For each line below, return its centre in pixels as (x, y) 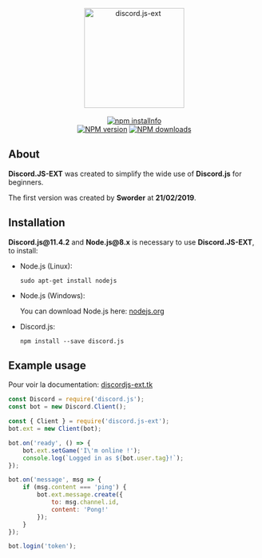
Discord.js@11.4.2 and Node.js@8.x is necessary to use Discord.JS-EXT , (131, 242)
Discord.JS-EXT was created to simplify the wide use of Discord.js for (125, 173)
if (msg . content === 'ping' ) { (75, 488)
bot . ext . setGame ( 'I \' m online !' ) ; (82, 450)
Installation (37, 223)
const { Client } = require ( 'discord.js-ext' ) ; (89, 421)
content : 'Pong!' (80, 509)
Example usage (47, 366)
